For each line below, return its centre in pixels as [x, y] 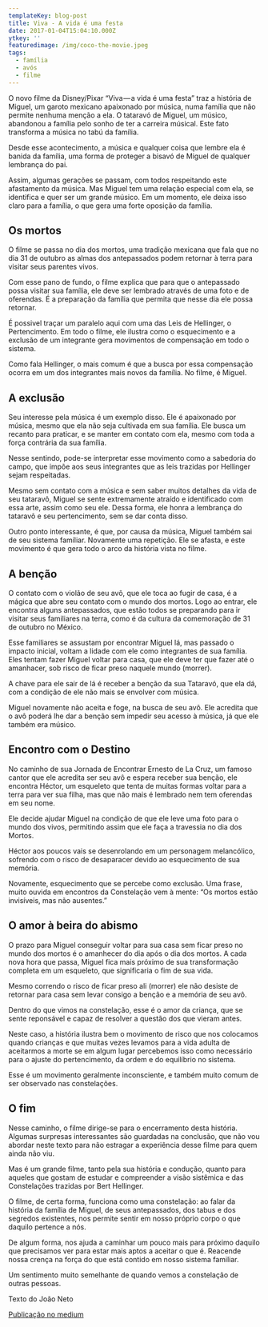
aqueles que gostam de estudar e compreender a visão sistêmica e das [126, 1177]
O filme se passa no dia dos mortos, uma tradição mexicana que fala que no [134, 250]
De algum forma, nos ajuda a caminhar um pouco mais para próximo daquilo [134, 1242]
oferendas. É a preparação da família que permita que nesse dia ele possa [131, 299]
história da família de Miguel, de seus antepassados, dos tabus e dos [122, 1209]
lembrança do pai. [38, 164]
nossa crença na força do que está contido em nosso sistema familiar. [124, 1259]
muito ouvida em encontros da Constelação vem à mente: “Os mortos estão [133, 892]
